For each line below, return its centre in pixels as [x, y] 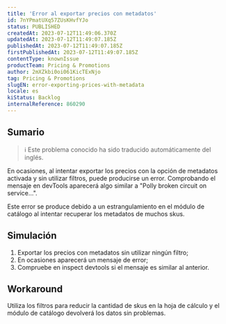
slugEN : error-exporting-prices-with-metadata [76, 85]
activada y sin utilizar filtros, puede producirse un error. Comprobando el [111, 178]
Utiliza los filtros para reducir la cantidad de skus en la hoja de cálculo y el [114, 306]
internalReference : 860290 [46, 104]
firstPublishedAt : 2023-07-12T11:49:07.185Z [73, 53]
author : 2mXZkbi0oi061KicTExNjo [54, 72]
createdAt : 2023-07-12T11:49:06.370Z [62, 33]
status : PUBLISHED [34, 26]
